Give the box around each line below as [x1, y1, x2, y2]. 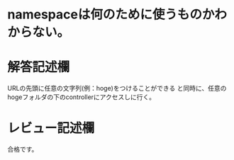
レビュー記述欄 [7, 120, 95, 137]
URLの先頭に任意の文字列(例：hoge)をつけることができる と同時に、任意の [7, 84, 227, 93]
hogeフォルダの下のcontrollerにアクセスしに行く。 [7, 93, 156, 101]
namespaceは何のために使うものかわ [7, 6, 227, 23]
